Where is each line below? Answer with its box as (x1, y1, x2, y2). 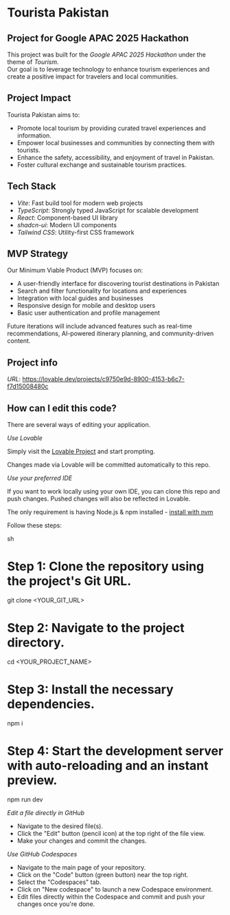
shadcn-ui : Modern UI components (16, 220, 117, 229)
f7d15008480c (7, 382, 49, 390)
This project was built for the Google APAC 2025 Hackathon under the (7, 50, 206, 59)
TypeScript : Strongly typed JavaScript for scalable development (16, 206, 199, 214)
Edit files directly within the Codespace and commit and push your (16, 892, 205, 901)
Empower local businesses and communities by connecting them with (16, 138, 215, 147)
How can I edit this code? (7, 402, 117, 414)
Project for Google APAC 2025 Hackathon (7, 32, 189, 44)
